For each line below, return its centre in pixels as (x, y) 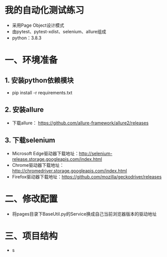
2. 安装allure (24, 110)
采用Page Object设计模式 (38, 25)
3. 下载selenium (30, 140)
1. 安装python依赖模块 (39, 80)
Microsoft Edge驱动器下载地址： (46, 153)
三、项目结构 (31, 236)
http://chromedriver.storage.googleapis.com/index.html (69, 171)
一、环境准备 (31, 60)
